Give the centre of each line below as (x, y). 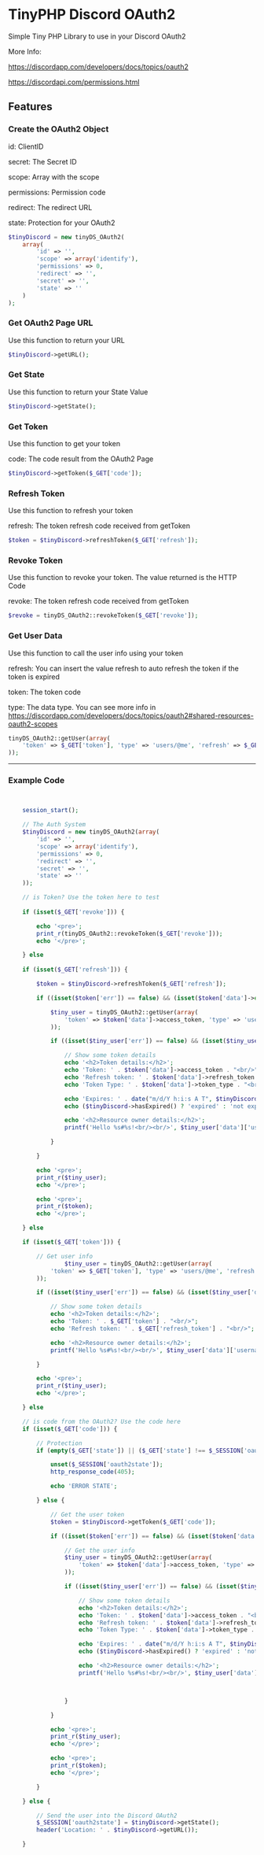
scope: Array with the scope (54, 177)
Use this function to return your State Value (78, 392)
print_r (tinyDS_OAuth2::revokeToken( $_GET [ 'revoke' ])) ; (130, 933)
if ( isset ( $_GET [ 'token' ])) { (72, 1242)
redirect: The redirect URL (50, 207)
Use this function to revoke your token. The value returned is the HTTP (123, 578)
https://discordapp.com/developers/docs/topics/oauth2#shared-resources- (131, 715)
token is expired (34, 676)
